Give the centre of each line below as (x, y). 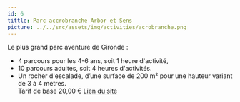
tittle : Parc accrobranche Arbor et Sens (70, 21)
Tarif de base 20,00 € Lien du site (67, 91)
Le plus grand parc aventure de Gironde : (68, 47)
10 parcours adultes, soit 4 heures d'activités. (85, 69)
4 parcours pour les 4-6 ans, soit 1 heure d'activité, (93, 61)
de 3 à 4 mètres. (42, 84)
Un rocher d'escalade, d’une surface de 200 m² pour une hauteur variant (125, 76)
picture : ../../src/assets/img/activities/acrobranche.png (97, 27)
